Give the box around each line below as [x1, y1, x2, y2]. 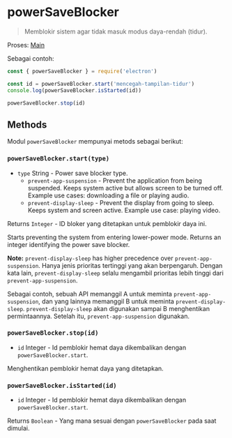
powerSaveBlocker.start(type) [7, 155, 110, 163]
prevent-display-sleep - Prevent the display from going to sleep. [27, 198, 215, 206]
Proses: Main [7, 40, 45, 49]
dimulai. [7, 424, 30, 432]
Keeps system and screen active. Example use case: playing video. [27, 206, 221, 214]
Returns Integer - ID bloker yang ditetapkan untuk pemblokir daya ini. [7, 219, 207, 227]
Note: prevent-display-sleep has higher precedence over [7, 254, 174, 262]
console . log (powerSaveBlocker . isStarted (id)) [7, 86, 141, 94]
